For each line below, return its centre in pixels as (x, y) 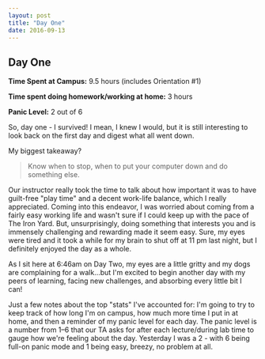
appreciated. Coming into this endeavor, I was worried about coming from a (131, 207)
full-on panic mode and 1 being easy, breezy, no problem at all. (111, 347)
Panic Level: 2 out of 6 (45, 112)
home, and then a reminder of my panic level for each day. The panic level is (132, 322)
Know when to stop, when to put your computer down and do (127, 166)
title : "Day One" (37, 23)
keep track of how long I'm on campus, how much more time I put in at (123, 313)
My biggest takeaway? (45, 151)
